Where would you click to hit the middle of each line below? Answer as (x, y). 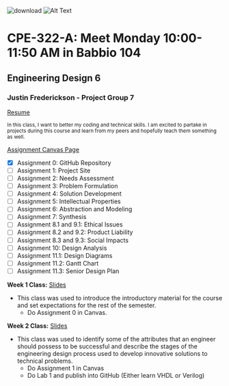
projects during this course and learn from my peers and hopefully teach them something (112, 131)
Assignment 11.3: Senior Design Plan (68, 271)
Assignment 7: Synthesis (52, 217)
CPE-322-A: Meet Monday (84, 38)
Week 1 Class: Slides (37, 285)
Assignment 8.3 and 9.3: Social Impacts (72, 240)
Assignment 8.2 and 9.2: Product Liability (75, 232)
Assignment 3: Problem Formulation (67, 186)
